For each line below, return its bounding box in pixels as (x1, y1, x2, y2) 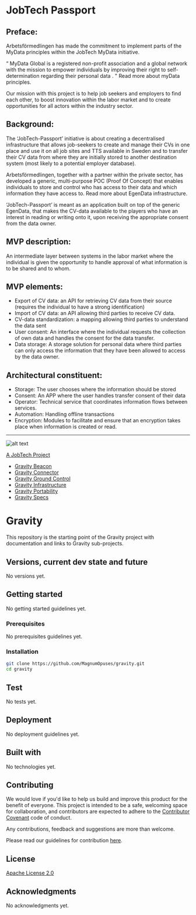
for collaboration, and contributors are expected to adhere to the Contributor (6, 808, 190, 815)
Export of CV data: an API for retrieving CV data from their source (14, 297, 172, 305)
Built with (6, 747, 41, 757)
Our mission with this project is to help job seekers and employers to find (6, 90, 181, 97)
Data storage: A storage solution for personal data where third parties (14, 341, 182, 348)
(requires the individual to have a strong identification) (14, 303, 145, 310)
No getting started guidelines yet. (6, 605, 86, 612)
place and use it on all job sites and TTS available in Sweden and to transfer (6, 147, 188, 154)
